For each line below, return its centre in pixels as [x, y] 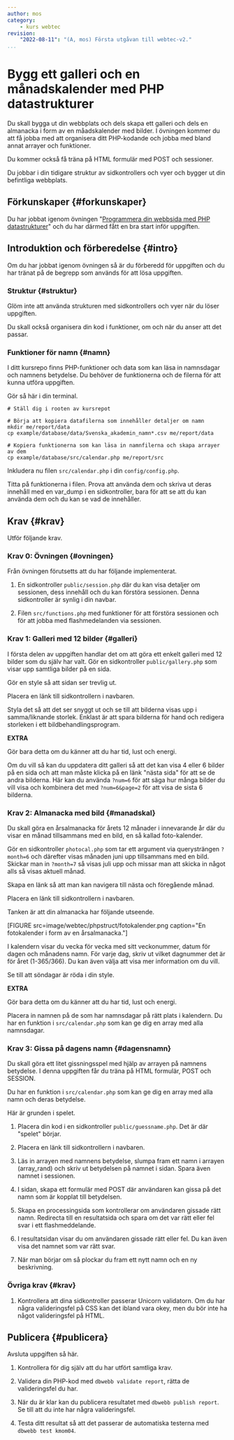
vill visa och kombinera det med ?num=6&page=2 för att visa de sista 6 [105, 787]
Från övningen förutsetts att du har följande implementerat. [92, 571]
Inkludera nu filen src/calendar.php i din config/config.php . [93, 471]
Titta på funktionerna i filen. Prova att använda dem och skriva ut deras [109, 484]
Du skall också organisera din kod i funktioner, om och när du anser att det [115, 326]
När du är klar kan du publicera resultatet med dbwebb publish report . [118, 1402]
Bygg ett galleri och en [74, 74]
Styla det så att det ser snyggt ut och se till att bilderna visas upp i [102, 710]
